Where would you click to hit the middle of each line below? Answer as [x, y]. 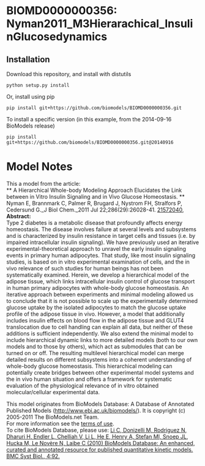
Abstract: [19, 216]
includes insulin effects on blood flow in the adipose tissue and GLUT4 [95, 320]
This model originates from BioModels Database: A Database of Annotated [100, 404]
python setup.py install [38, 85]
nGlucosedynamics [57, 37]
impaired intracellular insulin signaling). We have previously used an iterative [103, 242]
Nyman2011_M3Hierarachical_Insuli [100, 24]
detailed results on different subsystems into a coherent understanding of [99, 359]
